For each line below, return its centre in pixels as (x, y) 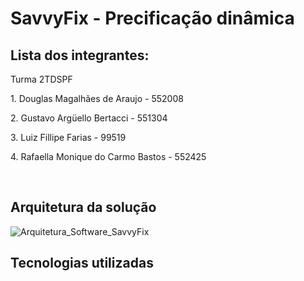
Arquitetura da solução (83, 207)
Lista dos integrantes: (80, 55)
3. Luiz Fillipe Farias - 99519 (68, 137)
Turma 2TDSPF (41, 79)
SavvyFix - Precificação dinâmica (152, 18)
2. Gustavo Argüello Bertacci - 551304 (89, 118)
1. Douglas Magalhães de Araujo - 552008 (97, 98)
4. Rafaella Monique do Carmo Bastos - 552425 (108, 156)
